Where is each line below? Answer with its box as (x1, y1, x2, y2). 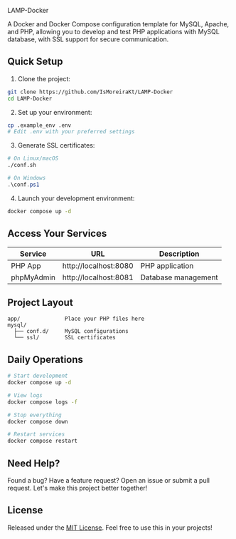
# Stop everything (7, 411, 62, 419)
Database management (140, 272, 218, 282)
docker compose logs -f (7, 399, 78, 406)
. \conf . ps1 (7, 181, 40, 188)
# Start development (7, 372, 69, 380)
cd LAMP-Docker (7, 95, 53, 102)
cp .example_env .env (7, 121, 72, 129)
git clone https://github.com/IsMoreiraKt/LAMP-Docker (7, 88, 173, 96)
